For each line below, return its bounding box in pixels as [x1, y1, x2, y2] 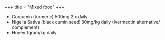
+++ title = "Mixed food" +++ [4, 4, 65, 10]
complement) [11, 24, 39, 30]
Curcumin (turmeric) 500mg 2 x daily [11, 14, 88, 19]
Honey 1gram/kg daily [11, 30, 57, 35]
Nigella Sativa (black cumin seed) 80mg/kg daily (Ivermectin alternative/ [11, 19, 160, 25]
